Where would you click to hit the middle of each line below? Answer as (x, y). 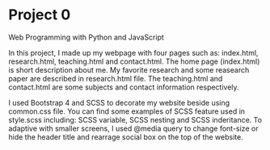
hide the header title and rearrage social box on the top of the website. (126, 137)
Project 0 (40, 15)
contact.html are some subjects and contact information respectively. (124, 87)
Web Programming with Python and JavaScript (86, 37)
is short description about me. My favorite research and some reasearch (129, 69)
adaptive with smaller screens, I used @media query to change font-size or (133, 128)
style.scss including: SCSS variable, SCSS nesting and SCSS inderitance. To (135, 119)
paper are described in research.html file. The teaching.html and (116, 78)
